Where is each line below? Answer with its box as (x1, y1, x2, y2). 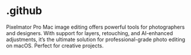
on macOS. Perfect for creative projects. (6, 42, 104, 49)
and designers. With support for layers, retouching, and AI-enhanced (6, 29, 173, 36)
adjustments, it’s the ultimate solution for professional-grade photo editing (6, 36, 186, 43)
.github (6, 4, 42, 18)
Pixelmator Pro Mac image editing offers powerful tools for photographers (6, 23, 185, 30)
